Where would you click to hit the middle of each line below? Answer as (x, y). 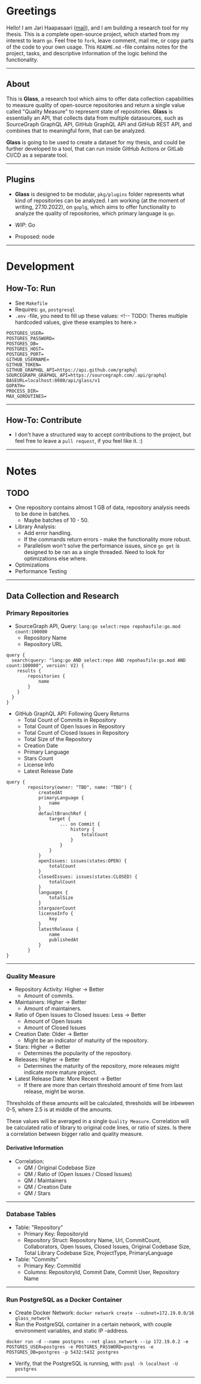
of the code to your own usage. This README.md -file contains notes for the (97, 47)
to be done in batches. (42, 514)
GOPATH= (16, 386)
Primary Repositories (38, 613)
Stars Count (39, 758)
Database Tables (31, 1214)
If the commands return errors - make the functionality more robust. (107, 540)
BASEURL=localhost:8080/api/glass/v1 (53, 380)
